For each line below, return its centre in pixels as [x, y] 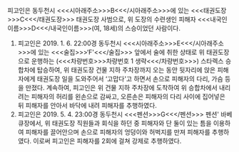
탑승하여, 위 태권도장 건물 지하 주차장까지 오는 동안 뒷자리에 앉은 [126, 70]
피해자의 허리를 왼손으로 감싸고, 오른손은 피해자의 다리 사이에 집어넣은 [128, 97]
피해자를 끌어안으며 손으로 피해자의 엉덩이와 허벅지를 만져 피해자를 [118, 132]
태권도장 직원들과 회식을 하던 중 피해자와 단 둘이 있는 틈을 [132, 123]
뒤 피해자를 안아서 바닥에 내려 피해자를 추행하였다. [87, 105]
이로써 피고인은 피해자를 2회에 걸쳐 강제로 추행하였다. [107, 141]
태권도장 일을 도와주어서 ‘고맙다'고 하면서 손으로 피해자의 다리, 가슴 [130, 79]
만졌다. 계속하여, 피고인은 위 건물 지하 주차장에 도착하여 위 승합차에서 [121, 88]
